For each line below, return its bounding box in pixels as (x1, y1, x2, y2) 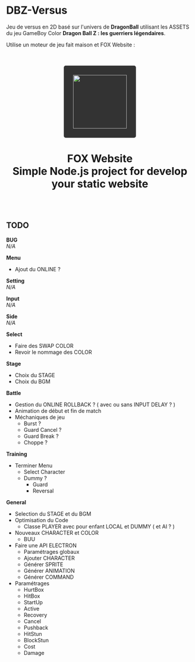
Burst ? (23, 420, 42, 427)
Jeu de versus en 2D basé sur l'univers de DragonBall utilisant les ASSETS (6, 23, 190, 30)
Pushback (23, 624, 49, 631)
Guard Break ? (23, 432, 59, 440)
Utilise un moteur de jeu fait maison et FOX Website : (6, 41, 136, 48)
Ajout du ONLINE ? (14, 265, 61, 272)
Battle (6, 389, 21, 396)
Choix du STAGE (14, 371, 55, 378)
